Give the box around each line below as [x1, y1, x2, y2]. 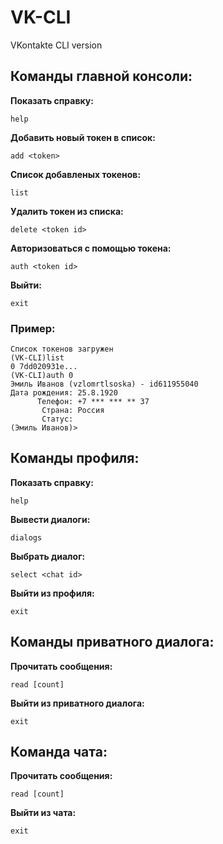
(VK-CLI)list [10, 353, 65, 363]
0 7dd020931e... [10, 362, 78, 372]
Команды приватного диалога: [10, 634, 215, 651]
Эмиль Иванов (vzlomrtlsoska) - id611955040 [10, 379, 199, 390]
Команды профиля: [10, 450, 140, 467]
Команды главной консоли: [10, 68, 193, 85]
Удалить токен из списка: [10, 205, 124, 217]
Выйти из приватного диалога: [10, 697, 145, 709]
